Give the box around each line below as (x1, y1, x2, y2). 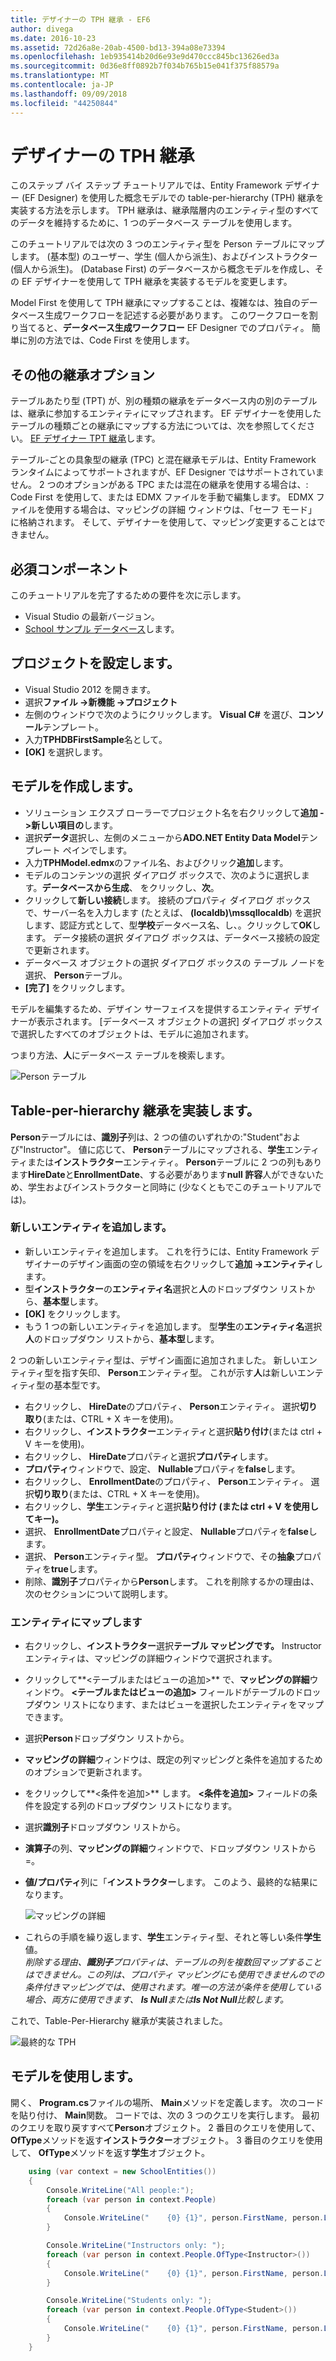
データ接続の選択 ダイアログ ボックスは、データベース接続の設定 (53, 931, 321, 943)
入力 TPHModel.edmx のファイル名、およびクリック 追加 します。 (24, 856, 289, 868)
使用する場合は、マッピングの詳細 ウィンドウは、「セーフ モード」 (44, 504, 318, 516)
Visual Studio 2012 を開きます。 (24, 683, 156, 695)
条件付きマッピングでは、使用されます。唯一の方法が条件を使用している (24, 1981, 322, 1993)
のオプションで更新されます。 (24, 1766, 148, 1778)
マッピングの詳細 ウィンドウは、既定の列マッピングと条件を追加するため (24, 1754, 323, 1766)
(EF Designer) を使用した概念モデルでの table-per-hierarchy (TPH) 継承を (21, 192, 325, 204)
